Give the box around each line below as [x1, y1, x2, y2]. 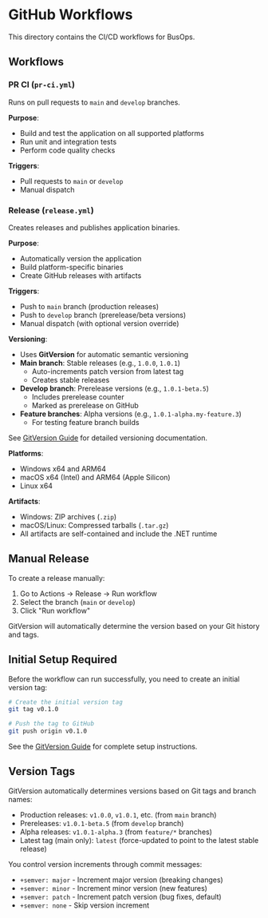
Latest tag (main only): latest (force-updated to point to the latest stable [19, 835, 259, 844]
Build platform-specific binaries [19, 262, 124, 272]
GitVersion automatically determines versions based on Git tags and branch [8, 785, 257, 796]
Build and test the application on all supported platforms [19, 128, 205, 137]
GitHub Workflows [8, 6, 133, 24]
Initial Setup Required [8, 653, 117, 666]
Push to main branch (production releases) [19, 301, 160, 311]
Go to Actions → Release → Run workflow [19, 589, 158, 598]
